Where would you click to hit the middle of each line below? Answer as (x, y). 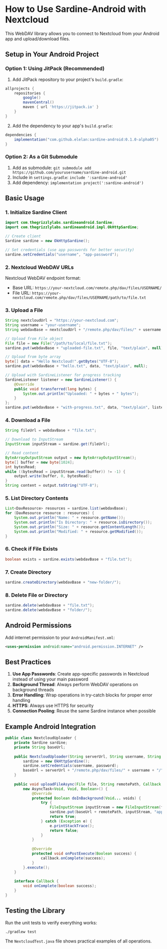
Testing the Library (35, 911)
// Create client (23, 236)
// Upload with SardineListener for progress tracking (63, 375)
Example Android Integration (50, 727)
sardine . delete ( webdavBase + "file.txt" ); (50, 605)
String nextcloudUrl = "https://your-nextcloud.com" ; (62, 321)
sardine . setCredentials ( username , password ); (71, 766)
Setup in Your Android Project (52, 54)
